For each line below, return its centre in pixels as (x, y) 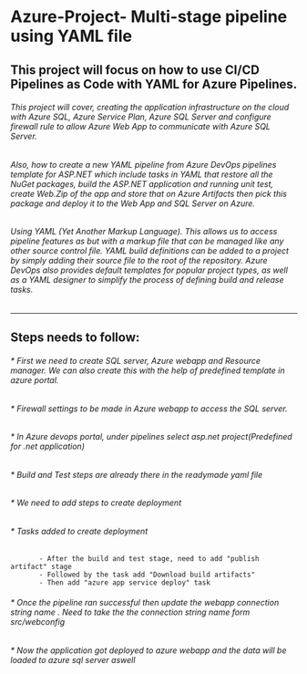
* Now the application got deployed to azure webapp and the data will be (148, 650)
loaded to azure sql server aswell (73, 659)
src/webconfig (38, 622)
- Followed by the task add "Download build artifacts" (147, 575)
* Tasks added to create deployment (79, 532)
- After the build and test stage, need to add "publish (149, 558)
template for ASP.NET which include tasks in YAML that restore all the (142, 174)
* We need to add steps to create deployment (96, 503)
